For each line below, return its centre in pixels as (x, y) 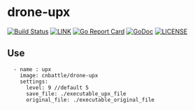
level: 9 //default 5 (57, 88)
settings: (34, 81)
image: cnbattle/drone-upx (59, 75)
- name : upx (32, 69)
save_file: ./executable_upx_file (76, 94)
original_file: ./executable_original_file (90, 100)
